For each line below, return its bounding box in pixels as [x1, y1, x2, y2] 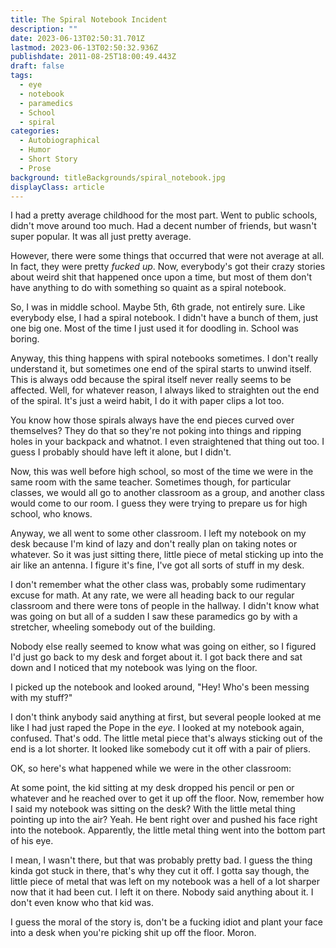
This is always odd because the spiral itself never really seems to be [10, 374, 292, 386]
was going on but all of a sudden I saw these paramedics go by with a [10, 611, 298, 623]
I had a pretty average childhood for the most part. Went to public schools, [10, 209, 318, 221]
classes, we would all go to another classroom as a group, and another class [10, 487, 325, 499]
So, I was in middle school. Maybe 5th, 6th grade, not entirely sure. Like [10, 301, 306, 313]
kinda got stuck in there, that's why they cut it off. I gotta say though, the [10, 865, 310, 877]
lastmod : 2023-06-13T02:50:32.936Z [10, 42, 159, 53]
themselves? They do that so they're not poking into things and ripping [10, 425, 302, 437]
